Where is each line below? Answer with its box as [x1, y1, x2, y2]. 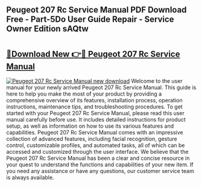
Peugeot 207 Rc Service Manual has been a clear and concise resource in [6, 154, 190, 162]
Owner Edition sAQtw [6, 24, 89, 34]
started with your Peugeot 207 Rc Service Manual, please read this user [6, 110, 185, 117]
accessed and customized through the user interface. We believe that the [6, 148, 189, 155]
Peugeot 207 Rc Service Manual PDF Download [6, 5, 187, 15]
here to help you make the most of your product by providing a [6, 90, 162, 97]
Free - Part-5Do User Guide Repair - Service [6, 15, 174, 25]
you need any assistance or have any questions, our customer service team [6, 168, 194, 174]
